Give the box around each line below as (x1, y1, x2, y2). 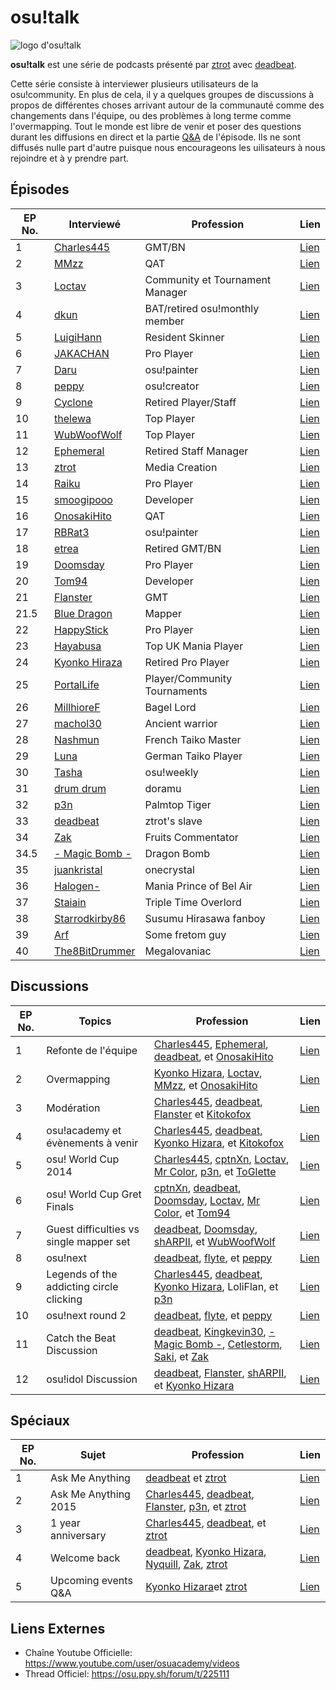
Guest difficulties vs (46, 1222, 140, 1236)
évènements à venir (46, 1136, 139, 1150)
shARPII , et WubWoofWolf (153, 1234, 276, 1248)
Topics (78, 1014, 112, 1028)
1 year (49, 1516, 81, 1530)
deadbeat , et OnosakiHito (153, 1049, 274, 1063)
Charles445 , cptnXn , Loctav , (153, 1152, 290, 1166)
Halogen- (54, 879, 101, 893)
